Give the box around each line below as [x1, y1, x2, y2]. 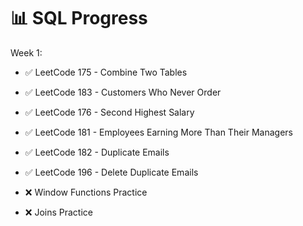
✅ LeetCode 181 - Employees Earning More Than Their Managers [24, 126, 293, 138]
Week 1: [10, 46, 43, 59]
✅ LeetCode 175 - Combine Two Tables [24, 66, 188, 78]
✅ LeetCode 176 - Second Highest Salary [24, 106, 195, 118]
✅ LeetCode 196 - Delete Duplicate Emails [24, 166, 199, 178]
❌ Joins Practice [24, 206, 93, 218]
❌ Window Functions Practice [24, 186, 148, 198]
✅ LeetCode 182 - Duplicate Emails [24, 146, 170, 158]
